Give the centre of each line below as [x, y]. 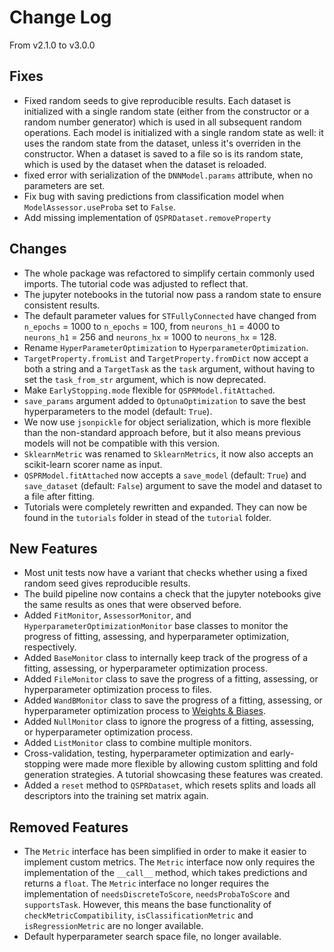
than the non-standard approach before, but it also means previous [162, 432]
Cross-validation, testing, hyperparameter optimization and [145, 753]
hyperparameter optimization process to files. [117, 690]
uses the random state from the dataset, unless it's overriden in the [162, 143]
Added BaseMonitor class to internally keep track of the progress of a [166, 658]
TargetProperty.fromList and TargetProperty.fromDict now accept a [166, 358]
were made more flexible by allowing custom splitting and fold [190, 764]
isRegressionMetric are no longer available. [113, 926]
